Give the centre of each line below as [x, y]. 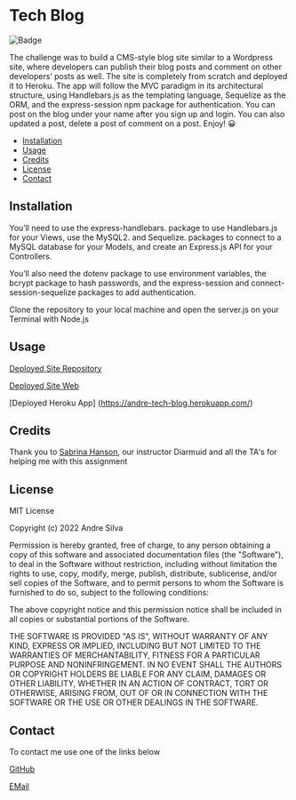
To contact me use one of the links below [85, 752]
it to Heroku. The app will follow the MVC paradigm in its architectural [136, 85]
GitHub [22, 769]
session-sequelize [43, 292]
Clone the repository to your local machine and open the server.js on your [144, 309]
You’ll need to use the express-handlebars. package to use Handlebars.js [144, 228]
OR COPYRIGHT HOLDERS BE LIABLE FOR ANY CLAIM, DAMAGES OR [138, 674]
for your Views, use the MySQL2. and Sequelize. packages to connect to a [145, 237]
